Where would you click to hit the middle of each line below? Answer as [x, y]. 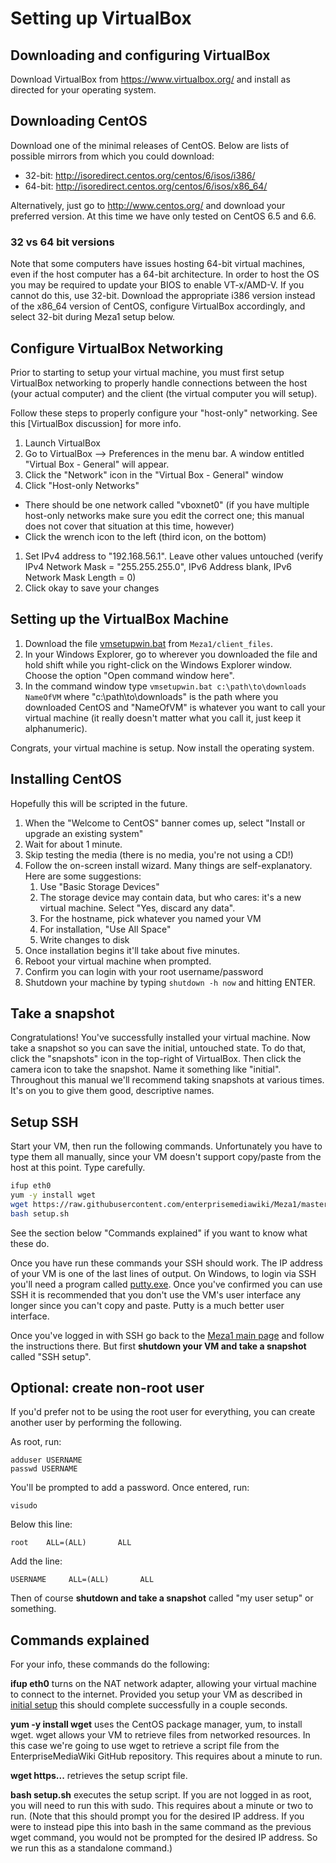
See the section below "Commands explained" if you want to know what [159, 1233]
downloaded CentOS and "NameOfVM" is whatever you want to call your [175, 707]
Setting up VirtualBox [101, 18]
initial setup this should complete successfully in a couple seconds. [149, 1705]
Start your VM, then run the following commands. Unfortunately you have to [166, 1146]
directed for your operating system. [83, 90]
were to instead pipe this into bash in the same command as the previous [161, 1827]
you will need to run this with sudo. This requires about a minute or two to [162, 1806]
